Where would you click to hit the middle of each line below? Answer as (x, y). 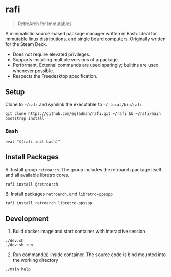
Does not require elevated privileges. (52, 54)
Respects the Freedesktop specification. (55, 76)
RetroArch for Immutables (45, 24)
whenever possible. (33, 71)
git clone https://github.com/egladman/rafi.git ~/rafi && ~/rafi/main (83, 113)
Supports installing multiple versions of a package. (66, 59)
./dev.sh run (19, 245)
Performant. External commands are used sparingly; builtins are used (86, 65)
